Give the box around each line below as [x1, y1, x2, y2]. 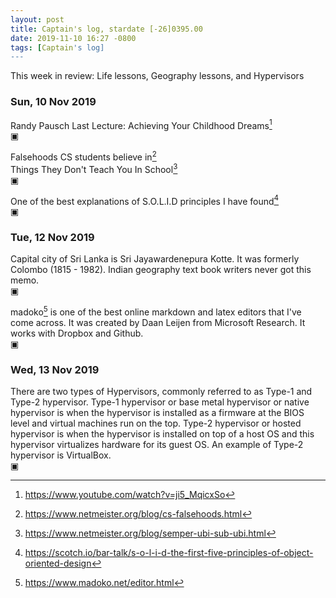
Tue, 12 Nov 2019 [10, 231, 95, 245]
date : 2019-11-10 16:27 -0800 [10, 33, 137, 43]
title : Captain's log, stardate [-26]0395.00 [10, 24, 203, 34]
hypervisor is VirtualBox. [10, 449, 112, 461]
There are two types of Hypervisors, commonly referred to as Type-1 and [10, 386, 313, 398]
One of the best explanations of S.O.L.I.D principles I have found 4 [10, 193, 280, 207]
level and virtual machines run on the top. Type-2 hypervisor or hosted [10, 417, 302, 430]
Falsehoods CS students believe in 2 [10, 149, 157, 163]
